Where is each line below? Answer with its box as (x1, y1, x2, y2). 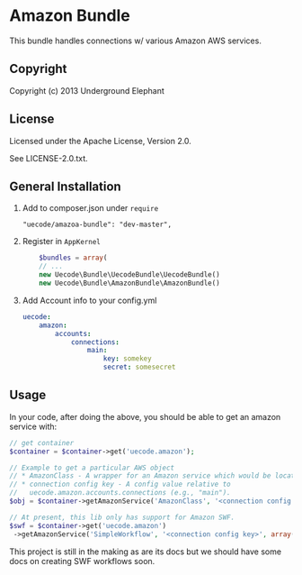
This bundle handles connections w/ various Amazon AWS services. (9, 35, 262, 46)
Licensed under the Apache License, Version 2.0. (9, 135, 191, 146)
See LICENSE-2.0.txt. (9, 152, 88, 163)
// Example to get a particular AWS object (9, 463, 175, 472)
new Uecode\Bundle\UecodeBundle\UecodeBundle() (39, 270, 220, 279)
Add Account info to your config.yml (22, 295, 157, 306)
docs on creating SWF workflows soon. (9, 555, 155, 566)
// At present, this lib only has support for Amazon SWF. (9, 513, 235, 522)
